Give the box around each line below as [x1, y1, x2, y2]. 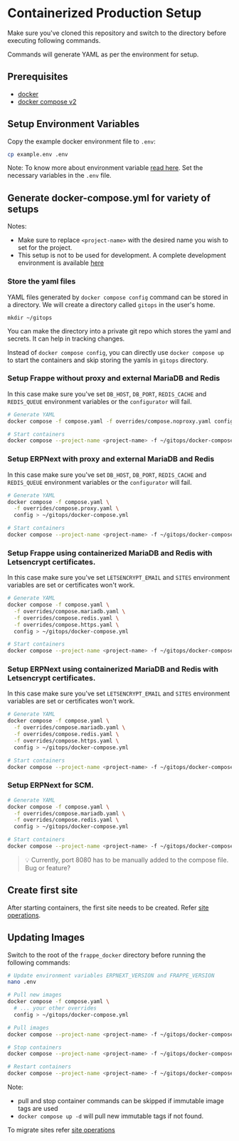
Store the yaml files [7, 276, 76, 286]
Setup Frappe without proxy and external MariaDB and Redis [7, 373, 221, 383]
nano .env [7, 978, 37, 986]
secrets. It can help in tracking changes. [7, 334, 125, 343]
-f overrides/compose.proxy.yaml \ [14, 505, 119, 512]
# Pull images [7, 1024, 50, 1031]
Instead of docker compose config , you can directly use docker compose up [7, 348, 225, 356]
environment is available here [17, 258, 105, 267]
